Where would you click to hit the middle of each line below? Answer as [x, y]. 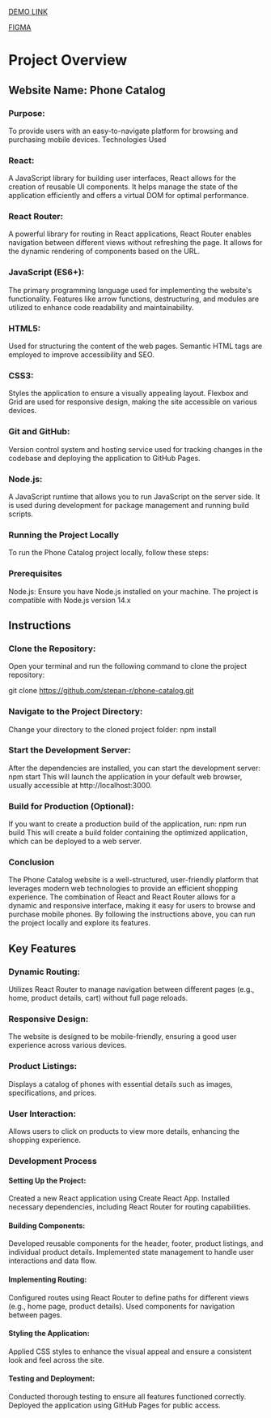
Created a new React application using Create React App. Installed [119, 1198]
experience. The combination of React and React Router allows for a [122, 897]
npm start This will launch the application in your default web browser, [125, 776]
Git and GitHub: [39, 432]
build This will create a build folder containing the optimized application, [128, 833]
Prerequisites [35, 574]
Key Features [42, 948]
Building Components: [47, 1226]
